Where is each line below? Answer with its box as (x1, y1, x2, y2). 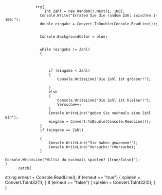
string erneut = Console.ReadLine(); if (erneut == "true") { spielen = (5, 175, 141, 180)
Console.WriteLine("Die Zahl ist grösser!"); (57, 77, 151, 81)
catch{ (18, 166, 32, 171)
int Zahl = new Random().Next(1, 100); (44, 9, 125, 14)
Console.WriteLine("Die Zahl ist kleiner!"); (57, 98, 151, 103)
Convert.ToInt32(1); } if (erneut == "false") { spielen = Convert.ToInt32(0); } (5, 179, 156, 185)
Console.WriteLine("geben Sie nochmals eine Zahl (48, 111, 151, 115)
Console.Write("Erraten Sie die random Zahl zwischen (39, 13, 151, 18)
